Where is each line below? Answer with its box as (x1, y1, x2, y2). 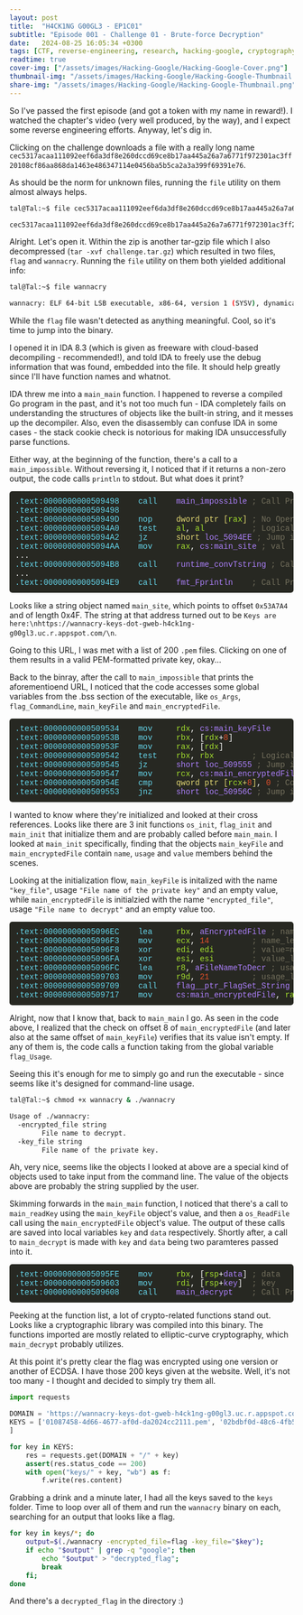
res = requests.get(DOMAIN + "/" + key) (25, 1451, 179, 1460)
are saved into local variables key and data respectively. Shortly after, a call (9, 1227, 289, 1238)
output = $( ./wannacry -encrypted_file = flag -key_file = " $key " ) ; (25, 1537, 264, 1546)
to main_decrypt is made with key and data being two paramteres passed (9, 1237, 279, 1248)
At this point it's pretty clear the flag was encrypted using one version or (9, 1356, 279, 1368)
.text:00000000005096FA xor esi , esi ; (14, 954, 257, 964)
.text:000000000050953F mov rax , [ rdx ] (14, 742, 224, 752)
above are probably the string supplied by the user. (9, 1181, 199, 1192)
